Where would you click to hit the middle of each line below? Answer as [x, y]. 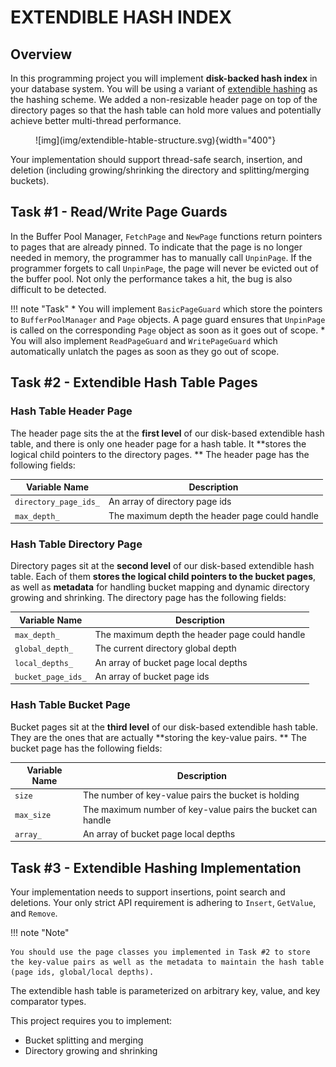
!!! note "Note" [40, 933]
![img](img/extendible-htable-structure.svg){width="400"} [156, 140]
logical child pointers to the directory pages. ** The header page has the [160, 454]
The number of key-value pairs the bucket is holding [191, 795]
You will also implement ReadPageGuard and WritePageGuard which [144, 340]
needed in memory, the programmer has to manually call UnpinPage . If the [161, 257]
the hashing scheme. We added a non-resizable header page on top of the [164, 99]
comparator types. [48, 1002]
